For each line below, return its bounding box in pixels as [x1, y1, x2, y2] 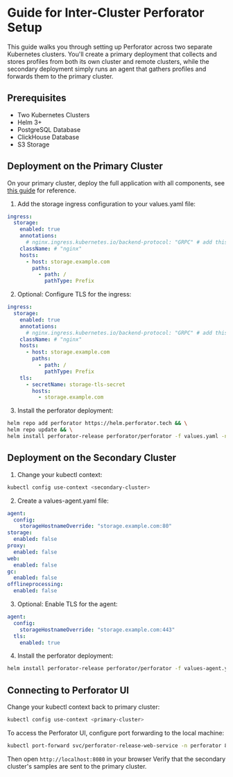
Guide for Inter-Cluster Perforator [7, 5, 205, 21]
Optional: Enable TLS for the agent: [17, 600, 118, 608]
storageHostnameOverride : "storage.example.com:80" [19, 523, 172, 530]
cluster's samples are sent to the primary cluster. [7, 762, 147, 770]
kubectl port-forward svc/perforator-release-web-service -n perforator [7, 742, 222, 749]
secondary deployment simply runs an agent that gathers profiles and [7, 65, 207, 73]
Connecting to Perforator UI [7, 684, 130, 696]
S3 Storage [17, 140, 50, 149]
